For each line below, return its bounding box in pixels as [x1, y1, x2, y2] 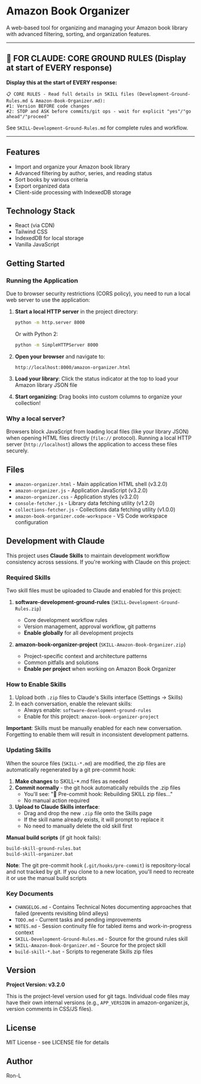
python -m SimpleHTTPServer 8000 [14, 342, 99, 348]
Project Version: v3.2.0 [6, 981, 65, 988]
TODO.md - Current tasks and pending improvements [14, 916, 142, 923]
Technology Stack [6, 206, 75, 216]
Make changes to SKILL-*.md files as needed [14, 777, 129, 785]
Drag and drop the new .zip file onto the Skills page [23, 809, 153, 816]
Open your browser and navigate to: [14, 353, 106, 360]
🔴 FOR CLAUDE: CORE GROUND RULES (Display [6, 53, 187, 64]
